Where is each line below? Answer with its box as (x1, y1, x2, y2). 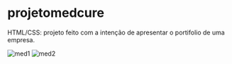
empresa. (7, 35, 35, 44)
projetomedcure (7, 5, 105, 21)
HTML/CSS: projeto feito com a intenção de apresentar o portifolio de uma (7, 28, 225, 37)
